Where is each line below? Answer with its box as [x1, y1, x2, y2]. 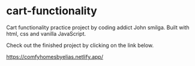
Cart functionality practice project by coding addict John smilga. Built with [6, 24, 190, 31]
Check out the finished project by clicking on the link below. [6, 42, 154, 49]
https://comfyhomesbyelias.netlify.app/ [6, 53, 104, 60]
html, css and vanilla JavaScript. [6, 30, 86, 37]
